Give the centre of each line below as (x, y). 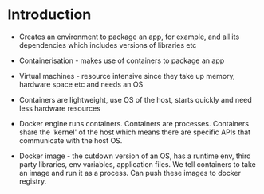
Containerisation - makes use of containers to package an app (122, 60)
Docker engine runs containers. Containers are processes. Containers (134, 123)
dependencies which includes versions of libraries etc (108, 45)
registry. (33, 181)
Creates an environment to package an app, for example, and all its (129, 37)
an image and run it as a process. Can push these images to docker (130, 173)
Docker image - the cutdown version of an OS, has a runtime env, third (135, 156)
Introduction (49, 15)
